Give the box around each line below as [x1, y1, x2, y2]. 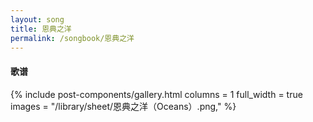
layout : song [10, 14, 65, 25]
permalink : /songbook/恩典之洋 [10, 33, 135, 43]
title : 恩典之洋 [10, 24, 72, 34]
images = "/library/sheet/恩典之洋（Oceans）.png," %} [10, 100, 237, 112]
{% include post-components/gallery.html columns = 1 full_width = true [10, 88, 303, 100]
